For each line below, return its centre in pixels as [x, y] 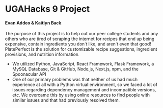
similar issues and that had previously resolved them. [66, 100]
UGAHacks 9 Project [47, 9]
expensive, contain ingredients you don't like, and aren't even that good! [78, 44]
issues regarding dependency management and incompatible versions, [84, 90]
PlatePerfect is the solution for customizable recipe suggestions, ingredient [81, 49]
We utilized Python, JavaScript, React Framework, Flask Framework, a [83, 64]
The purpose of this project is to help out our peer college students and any [81, 34]
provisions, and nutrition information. [42, 54]
